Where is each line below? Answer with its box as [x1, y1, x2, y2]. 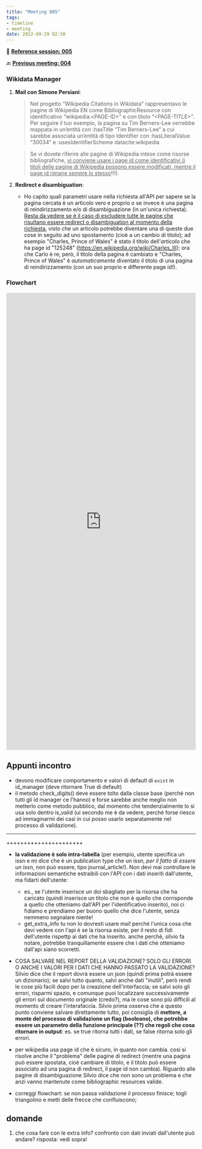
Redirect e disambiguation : [14, 182, 84, 189]
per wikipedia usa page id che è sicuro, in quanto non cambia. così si [14, 1046, 186, 1053]
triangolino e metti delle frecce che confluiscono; [14, 1096, 137, 1103]
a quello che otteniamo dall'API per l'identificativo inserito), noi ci [23, 901, 185, 908]
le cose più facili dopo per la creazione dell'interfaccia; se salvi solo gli [14, 983, 191, 990]
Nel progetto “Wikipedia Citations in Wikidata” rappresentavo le [29, 100, 188, 107]
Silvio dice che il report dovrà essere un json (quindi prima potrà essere [14, 970, 192, 977]
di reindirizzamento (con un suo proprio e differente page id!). [23, 264, 177, 271]
